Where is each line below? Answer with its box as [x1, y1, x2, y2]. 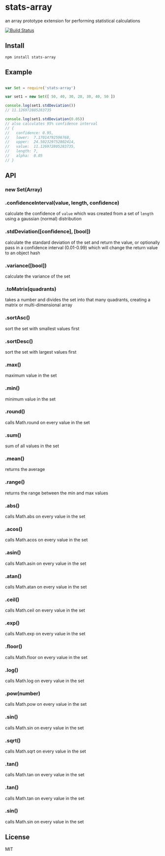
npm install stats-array [5, 55, 56, 60]
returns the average [5, 466, 45, 472]
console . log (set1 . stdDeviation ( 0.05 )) [5, 117, 84, 122]
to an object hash [5, 250, 40, 256]
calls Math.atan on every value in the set [5, 584, 87, 590]
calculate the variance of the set [5, 273, 70, 279]
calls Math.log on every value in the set [5, 678, 84, 684]
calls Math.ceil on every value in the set [5, 607, 85, 613]
